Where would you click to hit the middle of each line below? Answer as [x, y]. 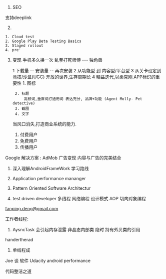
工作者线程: [17, 219]
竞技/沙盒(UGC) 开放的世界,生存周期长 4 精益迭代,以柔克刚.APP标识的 [84, 77]
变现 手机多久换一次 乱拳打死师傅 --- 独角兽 [57, 60]
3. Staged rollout [24, 46]
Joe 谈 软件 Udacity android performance [48, 261]
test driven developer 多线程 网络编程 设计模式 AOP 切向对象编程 [79, 198]
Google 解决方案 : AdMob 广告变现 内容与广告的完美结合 [63, 158]
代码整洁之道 [18, 271]
